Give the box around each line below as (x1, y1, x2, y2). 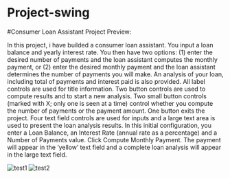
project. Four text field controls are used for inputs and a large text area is (7, 113, 216, 122)
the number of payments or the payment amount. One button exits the (7, 107, 205, 115)
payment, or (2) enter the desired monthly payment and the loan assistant (7, 63, 216, 71)
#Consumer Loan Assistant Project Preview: (7, 27, 132, 36)
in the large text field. (7, 150, 67, 159)
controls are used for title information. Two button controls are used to (7, 85, 206, 93)
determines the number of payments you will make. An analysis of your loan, (7, 70, 224, 78)
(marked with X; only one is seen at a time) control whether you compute (7, 99, 214, 107)
